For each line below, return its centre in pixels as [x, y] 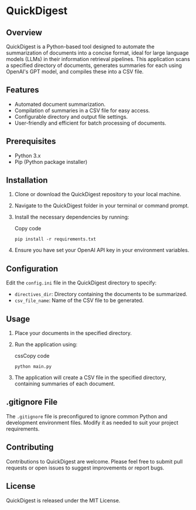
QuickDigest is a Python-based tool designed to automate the [80, 46]
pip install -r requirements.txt [55, 239]
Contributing [30, 447]
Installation [27, 180]
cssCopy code [32, 356]
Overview [24, 33]
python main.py [33, 367]
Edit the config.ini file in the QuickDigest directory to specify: [81, 283]
